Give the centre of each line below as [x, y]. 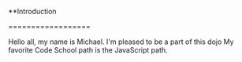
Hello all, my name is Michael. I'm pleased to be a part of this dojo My [121, 42]
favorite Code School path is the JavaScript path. [88, 50]
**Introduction [32, 11]
